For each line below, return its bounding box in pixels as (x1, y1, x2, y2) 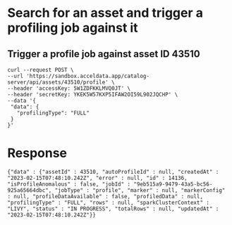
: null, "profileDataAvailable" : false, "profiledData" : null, (7, 193, 203, 200)
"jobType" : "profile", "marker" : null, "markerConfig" (54, 186, 226, 194)
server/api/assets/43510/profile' (7, 79, 109, 86)
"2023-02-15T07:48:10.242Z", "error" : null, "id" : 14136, (7, 174, 188, 181)
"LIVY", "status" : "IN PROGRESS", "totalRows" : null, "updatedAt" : (7, 205, 219, 212)
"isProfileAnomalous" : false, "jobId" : (7, 181, 131, 188)
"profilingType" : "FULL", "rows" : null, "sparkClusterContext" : (7, 199, 210, 206)
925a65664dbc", (7, 186, 52, 194)
